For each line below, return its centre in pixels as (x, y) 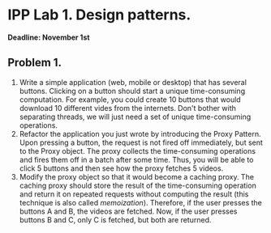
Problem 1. (35, 63)
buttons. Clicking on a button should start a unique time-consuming (132, 91)
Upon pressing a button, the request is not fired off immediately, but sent (141, 142)
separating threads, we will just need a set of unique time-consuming (135, 116)
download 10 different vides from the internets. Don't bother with (127, 108)
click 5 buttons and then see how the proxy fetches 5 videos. (121, 168)
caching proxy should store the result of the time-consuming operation (138, 185)
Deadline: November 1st (49, 37)
